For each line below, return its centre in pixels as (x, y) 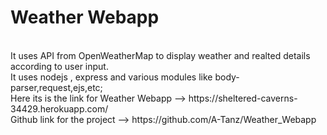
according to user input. (59, 66)
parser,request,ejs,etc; (56, 87)
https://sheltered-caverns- (243, 98)
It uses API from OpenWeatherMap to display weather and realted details (160, 55)
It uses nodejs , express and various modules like (111, 77)
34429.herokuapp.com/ (59, 108)
